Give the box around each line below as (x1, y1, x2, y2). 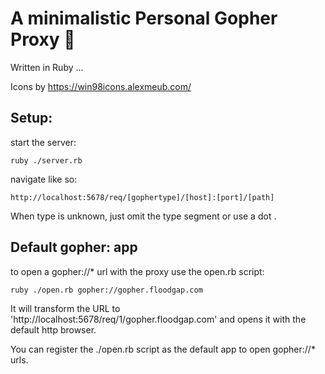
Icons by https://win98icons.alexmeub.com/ (10, 80, 192, 92)
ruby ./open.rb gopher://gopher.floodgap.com (10, 285, 203, 295)
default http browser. (10, 323, 97, 336)
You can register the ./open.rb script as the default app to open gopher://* (10, 343, 316, 355)
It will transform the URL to (10, 302, 121, 314)
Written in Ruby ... (10, 61, 84, 73)
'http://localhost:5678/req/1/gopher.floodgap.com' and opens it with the (10, 313, 307, 325)
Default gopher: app (10, 239, 138, 256)
